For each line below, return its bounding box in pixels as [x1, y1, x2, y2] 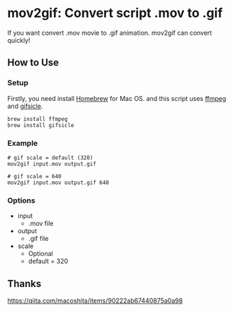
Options [7, 195, 35, 205]
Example [7, 138, 38, 148]
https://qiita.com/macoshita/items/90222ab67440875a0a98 [7, 296, 183, 305]
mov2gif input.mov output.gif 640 [7, 179, 110, 186]
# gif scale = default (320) [7, 154, 93, 161]
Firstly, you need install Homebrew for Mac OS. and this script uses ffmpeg [7, 94, 227, 102]
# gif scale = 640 [7, 173, 62, 180]
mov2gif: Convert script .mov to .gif [7, 5, 223, 21]
